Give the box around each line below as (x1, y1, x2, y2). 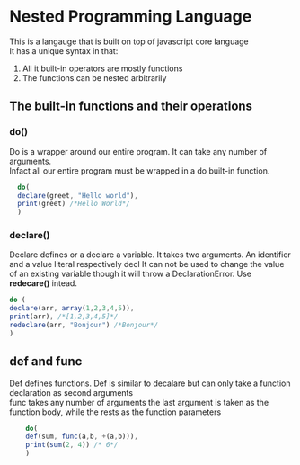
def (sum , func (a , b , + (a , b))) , (25, 432, 139, 442)
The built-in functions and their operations (9, 99, 253, 114)
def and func (9, 353, 83, 370)
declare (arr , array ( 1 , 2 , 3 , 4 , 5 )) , (9, 304, 135, 313)
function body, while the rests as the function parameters (9, 407, 222, 417)
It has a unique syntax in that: (9, 45, 119, 56)
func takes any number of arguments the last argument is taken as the (9, 397, 269, 407)
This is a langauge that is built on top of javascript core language (9, 36, 249, 47)
